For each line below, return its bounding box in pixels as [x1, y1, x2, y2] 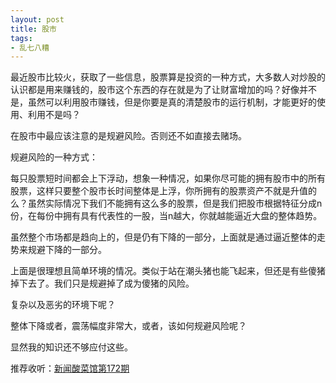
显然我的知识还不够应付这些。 [10, 341, 133, 353]
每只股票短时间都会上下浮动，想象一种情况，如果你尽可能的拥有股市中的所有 [10, 172, 326, 185]
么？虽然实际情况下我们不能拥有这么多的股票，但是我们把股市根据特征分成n [10, 197, 323, 210]
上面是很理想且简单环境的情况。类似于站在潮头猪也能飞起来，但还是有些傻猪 [10, 265, 326, 277]
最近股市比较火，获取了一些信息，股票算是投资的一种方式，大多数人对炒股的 [10, 71, 326, 83]
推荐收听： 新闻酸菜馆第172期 [10, 362, 130, 375]
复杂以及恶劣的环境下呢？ [10, 299, 116, 311]
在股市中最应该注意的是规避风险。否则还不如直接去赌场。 [10, 130, 247, 142]
